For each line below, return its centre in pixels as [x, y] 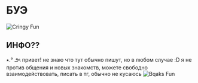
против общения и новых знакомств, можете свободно [77, 67]
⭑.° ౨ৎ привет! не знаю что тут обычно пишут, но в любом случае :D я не [99, 59]
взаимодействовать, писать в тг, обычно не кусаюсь [74, 74]
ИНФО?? [23, 45]
